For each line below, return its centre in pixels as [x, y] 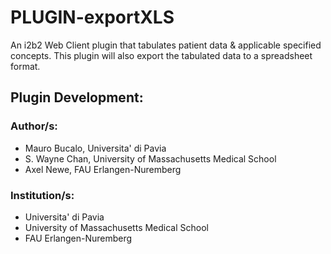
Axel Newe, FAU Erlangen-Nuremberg [103, 169]
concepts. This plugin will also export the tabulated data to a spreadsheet [161, 55]
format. [25, 66]
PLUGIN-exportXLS [92, 17]
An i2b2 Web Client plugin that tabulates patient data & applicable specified [166, 45]
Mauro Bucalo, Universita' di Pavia [95, 148]
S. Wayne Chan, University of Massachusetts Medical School [150, 158]
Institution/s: [42, 195]
